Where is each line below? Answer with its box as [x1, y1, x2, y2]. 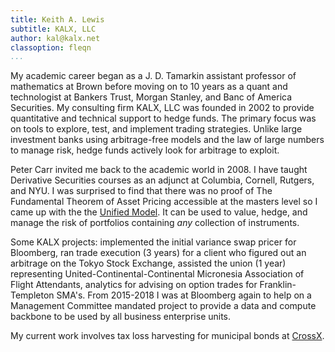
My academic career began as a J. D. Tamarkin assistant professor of [10, 70, 297, 82]
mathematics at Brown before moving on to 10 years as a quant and [10, 81, 288, 93]
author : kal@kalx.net [10, 33, 101, 43]
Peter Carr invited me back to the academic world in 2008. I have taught [10, 164, 308, 176]
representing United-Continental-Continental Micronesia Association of [10, 268, 305, 280]
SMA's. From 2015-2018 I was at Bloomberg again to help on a [56, 289, 312, 301]
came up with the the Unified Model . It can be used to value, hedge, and [10, 206, 308, 218]
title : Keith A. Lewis [10, 14, 105, 25]
